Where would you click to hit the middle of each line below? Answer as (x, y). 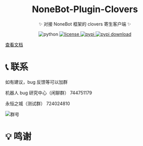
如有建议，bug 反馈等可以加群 (37, 82)
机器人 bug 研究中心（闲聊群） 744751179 (49, 93)
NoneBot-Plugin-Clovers (85, 9)
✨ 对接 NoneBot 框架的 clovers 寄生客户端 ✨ (85, 24)
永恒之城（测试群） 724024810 (38, 103)
